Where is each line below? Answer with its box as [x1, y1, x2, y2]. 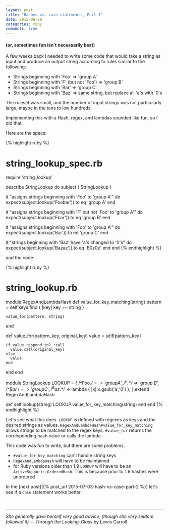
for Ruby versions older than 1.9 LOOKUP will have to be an [13, 463, 132, 469]
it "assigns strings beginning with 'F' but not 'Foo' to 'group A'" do [6, 209, 143, 215]
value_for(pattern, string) [6, 314, 65, 319]
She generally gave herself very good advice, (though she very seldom [6, 513, 154, 519]
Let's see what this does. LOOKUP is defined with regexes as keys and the [6, 416, 156, 423]
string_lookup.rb [6, 282, 78, 294]
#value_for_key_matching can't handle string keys [13, 452, 117, 458]
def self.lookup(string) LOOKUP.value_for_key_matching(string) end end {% [6, 401, 163, 407]
